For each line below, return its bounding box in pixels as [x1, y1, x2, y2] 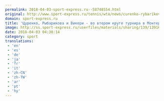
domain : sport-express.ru [5, 16, 58, 21]
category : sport [5, 34, 38, 39]
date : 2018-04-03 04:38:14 [5, 30, 60, 34]
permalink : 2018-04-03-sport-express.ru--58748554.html [5, 7, 121, 12]
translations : [5, 39, 34, 44]
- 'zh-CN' [7, 70, 27, 75]
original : [5, 12, 25, 17]
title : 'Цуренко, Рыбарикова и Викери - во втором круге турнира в [5, 20, 145, 26]
